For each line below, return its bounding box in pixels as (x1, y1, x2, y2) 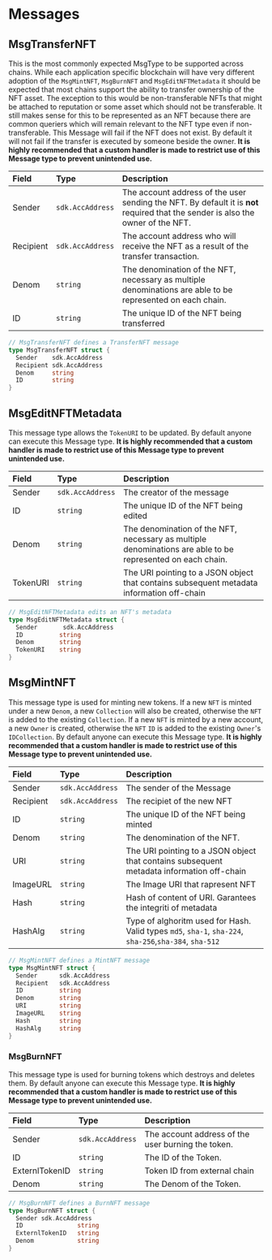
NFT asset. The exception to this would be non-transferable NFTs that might (8, 93, 263, 102)
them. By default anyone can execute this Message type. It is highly (8, 1078, 236, 1088)
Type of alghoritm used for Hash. (125, 915, 251, 926)
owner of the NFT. (121, 217, 192, 228)
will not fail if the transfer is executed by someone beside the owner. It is (8, 136, 251, 146)
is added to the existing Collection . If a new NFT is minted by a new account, (8, 714, 264, 724)
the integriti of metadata (125, 902, 218, 913)
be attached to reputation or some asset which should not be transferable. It (8, 102, 263, 111)
